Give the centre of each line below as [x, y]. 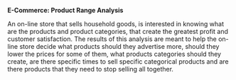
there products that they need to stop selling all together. [91, 69]
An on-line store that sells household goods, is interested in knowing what [116, 24]
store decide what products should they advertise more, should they [119, 46]
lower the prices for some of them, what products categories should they [114, 54]
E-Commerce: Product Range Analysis [65, 10]
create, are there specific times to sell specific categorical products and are [118, 62]
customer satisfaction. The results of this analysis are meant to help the [112, 39]
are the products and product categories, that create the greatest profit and [118, 32]
